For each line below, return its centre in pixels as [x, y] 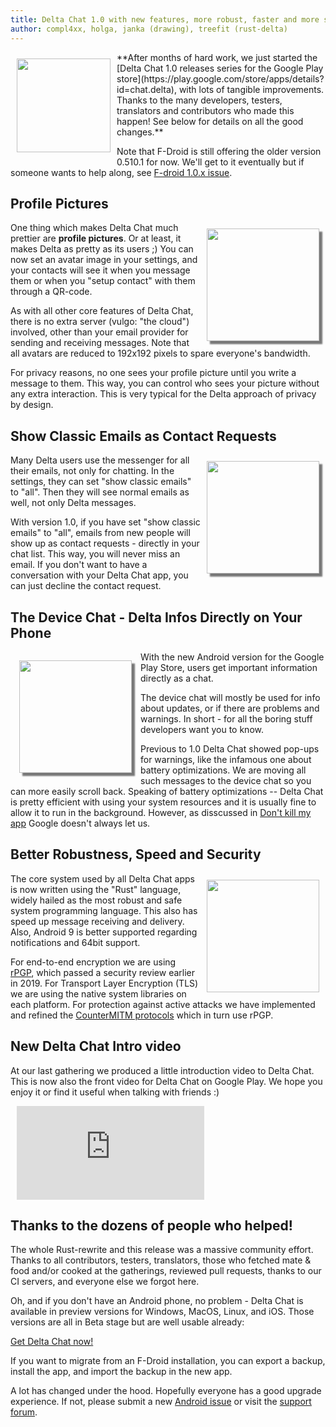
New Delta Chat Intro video [96, 1046]
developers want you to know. [202, 729]
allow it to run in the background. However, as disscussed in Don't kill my [161, 812]
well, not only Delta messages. [73, 503]
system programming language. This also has [104, 910]
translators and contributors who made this [205, 110]
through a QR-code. [51, 292]
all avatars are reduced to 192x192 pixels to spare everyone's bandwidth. [160, 353]
